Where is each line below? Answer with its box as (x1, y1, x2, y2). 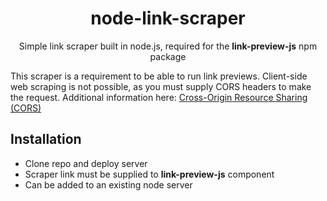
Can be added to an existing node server (24, 178, 193, 191)
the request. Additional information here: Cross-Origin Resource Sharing (10, 91, 308, 103)
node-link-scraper (90, 7, 246, 30)
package (149, 50, 187, 62)
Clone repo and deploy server (24, 157, 148, 169)
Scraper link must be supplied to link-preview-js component (24, 168, 275, 180)
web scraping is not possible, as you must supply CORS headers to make (10, 80, 312, 92)
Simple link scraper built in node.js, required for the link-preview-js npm (18, 40, 318, 52)
